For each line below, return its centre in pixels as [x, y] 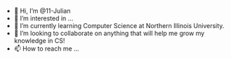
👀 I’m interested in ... [44, 18]
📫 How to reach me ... [46, 48]
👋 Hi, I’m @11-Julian [42, 11]
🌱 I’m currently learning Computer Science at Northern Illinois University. [119, 26]
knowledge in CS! [39, 41]
